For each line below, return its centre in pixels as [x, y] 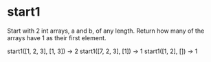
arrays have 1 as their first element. [57, 37]
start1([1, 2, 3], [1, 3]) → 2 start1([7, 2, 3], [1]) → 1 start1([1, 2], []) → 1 [102, 51]
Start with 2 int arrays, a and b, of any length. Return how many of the [106, 31]
